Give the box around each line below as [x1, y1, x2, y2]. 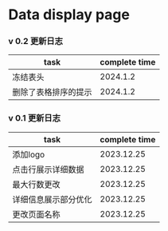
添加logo [12, 149, 45, 160]
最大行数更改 [12, 178, 61, 189]
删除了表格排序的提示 [12, 86, 93, 98]
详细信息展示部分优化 [12, 193, 93, 205]
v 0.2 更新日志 [8, 36, 64, 47]
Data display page [8, 6, 130, 24]
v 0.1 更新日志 [8, 113, 61, 124]
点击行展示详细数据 [12, 164, 85, 175]
